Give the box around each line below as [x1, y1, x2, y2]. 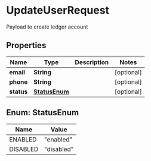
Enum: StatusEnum [6, 108, 79, 118]
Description [75, 58, 109, 66]
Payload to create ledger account [6, 23, 88, 30]
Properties [6, 40, 47, 50]
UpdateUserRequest [6, 4, 109, 17]
